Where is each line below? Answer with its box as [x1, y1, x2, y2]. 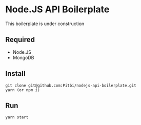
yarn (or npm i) [5, 87, 40, 93]
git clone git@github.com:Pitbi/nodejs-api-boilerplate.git [5, 83, 137, 88]
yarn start [5, 115, 29, 120]
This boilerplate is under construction [5, 20, 85, 27]
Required [5, 35, 35, 44]
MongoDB [12, 54, 34, 60]
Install [5, 69, 26, 78]
